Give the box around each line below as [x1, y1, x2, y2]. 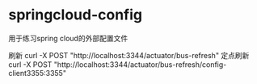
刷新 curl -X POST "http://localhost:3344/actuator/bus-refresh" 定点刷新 [8, 50, 250, 60]
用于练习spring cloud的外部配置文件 [8, 33, 128, 43]
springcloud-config [8, 6, 143, 24]
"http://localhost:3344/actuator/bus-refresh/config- [53, 59, 227, 69]
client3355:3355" [8, 68, 67, 78]
